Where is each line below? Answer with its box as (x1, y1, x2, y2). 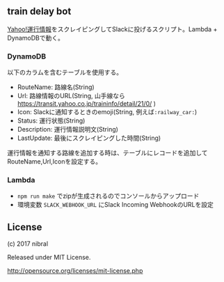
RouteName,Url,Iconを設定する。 (7, 157, 102, 166)
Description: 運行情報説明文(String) (17, 125, 118, 134)
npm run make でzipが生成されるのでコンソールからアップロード (17, 191, 200, 201)
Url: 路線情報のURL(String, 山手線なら (17, 92, 125, 100)
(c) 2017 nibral (7, 240, 49, 248)
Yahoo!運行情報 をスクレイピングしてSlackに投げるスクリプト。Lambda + (7, 24, 218, 33)
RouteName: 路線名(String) (17, 83, 95, 91)
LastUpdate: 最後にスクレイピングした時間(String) (17, 134, 161, 142)
